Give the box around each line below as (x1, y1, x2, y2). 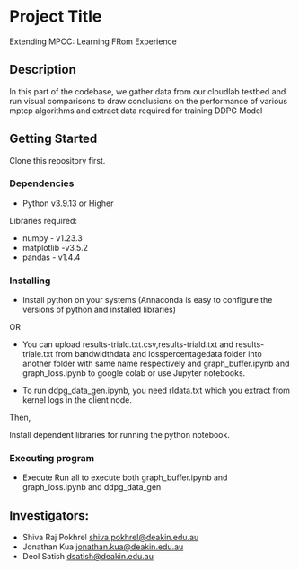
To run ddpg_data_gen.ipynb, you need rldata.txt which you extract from (22, 385, 290, 396)
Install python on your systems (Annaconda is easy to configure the (22, 295, 273, 306)
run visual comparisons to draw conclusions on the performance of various (9, 95, 288, 106)
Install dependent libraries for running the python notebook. (9, 430, 231, 441)
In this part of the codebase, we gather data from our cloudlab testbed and (9, 85, 286, 96)
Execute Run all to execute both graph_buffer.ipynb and (22, 472, 228, 483)
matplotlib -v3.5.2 (22, 242, 88, 253)
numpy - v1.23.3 (22, 232, 83, 244)
